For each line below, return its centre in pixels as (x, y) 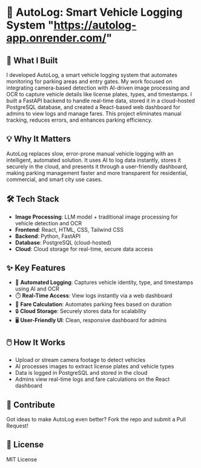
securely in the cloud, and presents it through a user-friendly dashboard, (97, 166)
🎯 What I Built (32, 60)
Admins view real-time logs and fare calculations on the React (92, 379)
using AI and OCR (37, 289)
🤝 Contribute (31, 405)
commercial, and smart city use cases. (54, 179)
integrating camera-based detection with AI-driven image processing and (98, 88)
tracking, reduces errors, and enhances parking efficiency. (79, 120)
